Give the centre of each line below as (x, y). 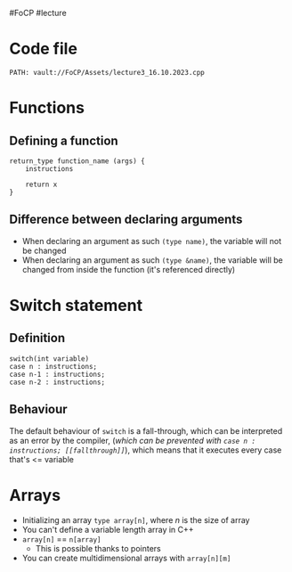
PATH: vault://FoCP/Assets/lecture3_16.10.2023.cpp (107, 72)
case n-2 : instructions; (57, 382)
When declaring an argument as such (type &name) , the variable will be (152, 260)
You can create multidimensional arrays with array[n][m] (126, 558)
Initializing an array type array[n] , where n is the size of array (136, 519)
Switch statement (76, 305)
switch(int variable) (49, 359)
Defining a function (64, 140)
